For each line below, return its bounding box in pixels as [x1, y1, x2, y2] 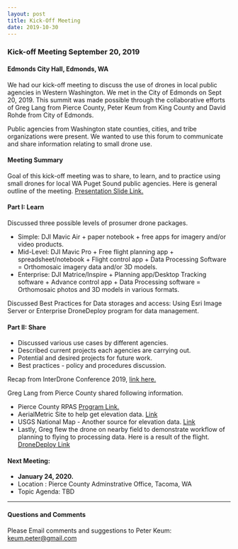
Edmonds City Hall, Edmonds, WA [7, 65, 109, 73]
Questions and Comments [7, 510, 86, 518]
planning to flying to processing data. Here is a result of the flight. [17, 433, 210, 441]
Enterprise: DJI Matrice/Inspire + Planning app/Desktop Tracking [17, 270, 207, 278]
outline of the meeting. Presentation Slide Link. [7, 186, 144, 195]
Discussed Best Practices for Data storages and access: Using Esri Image [7, 299, 222, 308]
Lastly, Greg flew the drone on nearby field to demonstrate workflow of [17, 425, 225, 434]
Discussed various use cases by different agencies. [17, 339, 169, 347]
